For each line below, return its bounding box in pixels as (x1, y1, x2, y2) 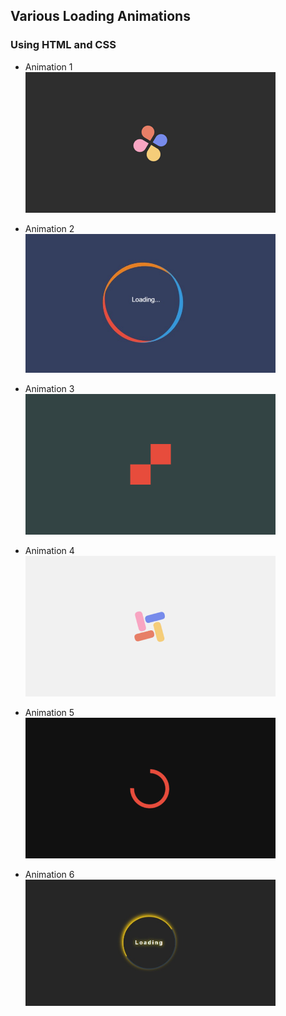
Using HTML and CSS (10, 38, 117, 52)
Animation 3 (24, 383, 75, 395)
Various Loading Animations (10, 8, 191, 25)
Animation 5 (24, 707, 75, 719)
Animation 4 (24, 545, 75, 557)
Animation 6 (24, 869, 75, 881)
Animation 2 (24, 222, 75, 234)
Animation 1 (24, 60, 73, 73)
